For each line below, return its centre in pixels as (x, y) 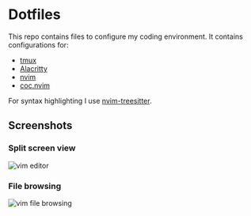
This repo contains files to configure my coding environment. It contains (125, 36)
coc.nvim (34, 85)
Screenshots (40, 125)
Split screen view (42, 148)
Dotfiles (34, 15)
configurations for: (38, 44)
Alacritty (33, 68)
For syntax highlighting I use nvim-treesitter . (80, 100)
